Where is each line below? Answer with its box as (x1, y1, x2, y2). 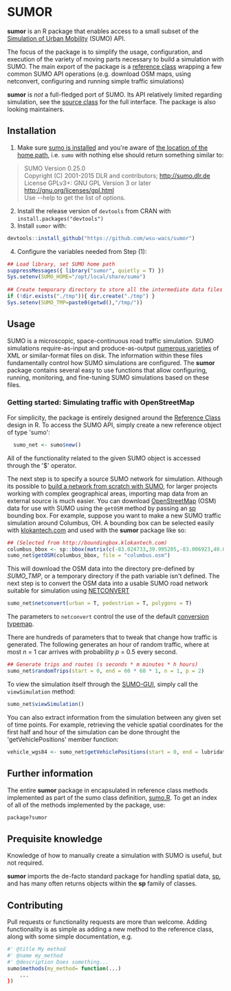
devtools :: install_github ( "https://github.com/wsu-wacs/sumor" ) (7, 235, 195, 242)
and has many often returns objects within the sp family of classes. (7, 879, 197, 887)
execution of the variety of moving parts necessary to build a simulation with (7, 55, 224, 63)
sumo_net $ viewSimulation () (7, 700, 85, 707)
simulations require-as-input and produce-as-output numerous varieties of (7, 344, 219, 352)
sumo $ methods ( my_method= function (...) (7, 965, 122, 972)
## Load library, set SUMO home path (7, 260, 115, 268)
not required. (7, 858, 44, 867)
